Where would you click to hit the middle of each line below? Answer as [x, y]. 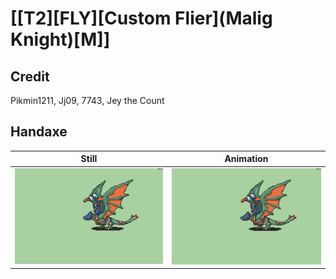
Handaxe [39, 132]
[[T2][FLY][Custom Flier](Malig [141, 18]
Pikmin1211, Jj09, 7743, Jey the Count [87, 100]
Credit [30, 76]
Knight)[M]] [60, 39]
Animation [246, 159]
